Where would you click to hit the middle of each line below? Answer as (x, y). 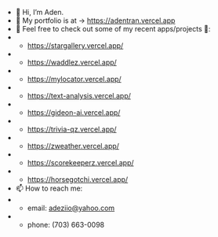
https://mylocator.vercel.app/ (74, 79)
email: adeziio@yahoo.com (71, 208)
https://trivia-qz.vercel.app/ (72, 129)
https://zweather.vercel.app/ (73, 146)
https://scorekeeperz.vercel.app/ (80, 163)
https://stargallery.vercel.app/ (75, 46)
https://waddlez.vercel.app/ (72, 62)
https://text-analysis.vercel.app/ (79, 96)
